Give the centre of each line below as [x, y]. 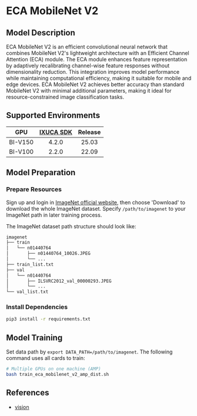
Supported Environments [53, 115]
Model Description [41, 33]
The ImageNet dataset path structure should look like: [71, 226]
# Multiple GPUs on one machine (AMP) [54, 369]
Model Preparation [41, 173]
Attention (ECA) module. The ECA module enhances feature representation [97, 59]
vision [22, 407]
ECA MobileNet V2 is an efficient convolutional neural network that [87, 47]
